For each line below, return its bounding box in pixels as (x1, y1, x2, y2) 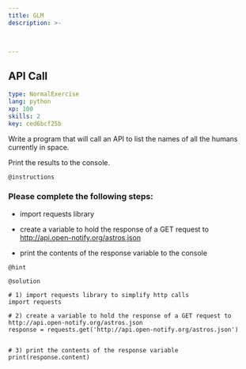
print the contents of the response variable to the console (19, 248, 208, 258)
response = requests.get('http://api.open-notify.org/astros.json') (8, 326, 239, 333)
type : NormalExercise (8, 90, 80, 99)
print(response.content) (8, 353, 90, 361)
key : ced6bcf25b (8, 119, 62, 127)
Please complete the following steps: (8, 191, 153, 202)
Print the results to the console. (8, 157, 111, 167)
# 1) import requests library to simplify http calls (8, 291, 190, 299)
